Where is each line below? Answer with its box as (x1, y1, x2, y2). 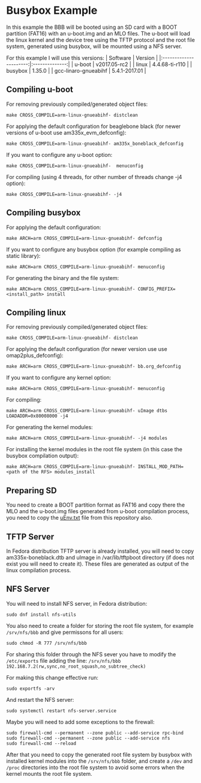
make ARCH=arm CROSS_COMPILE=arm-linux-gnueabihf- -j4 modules (6, 435, 168, 442)
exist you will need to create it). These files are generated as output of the (6, 560, 189, 567)
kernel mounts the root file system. (6, 770, 92, 777)
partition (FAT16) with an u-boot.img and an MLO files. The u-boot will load (6, 29, 191, 37)
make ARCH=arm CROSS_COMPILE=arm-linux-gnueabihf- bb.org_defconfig (6, 364, 181, 370)
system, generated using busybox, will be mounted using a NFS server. (6, 43, 182, 50)
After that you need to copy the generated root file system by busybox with (6, 751, 192, 758)
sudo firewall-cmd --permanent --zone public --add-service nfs (6, 735, 170, 741)
